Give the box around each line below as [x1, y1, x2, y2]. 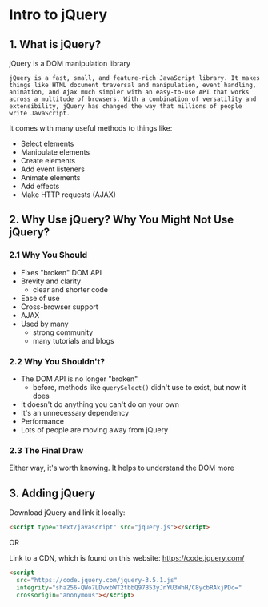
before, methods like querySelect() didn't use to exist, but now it [32, 382, 246, 392]
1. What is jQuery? [9, 38, 102, 51]
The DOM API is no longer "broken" [20, 374, 138, 384]
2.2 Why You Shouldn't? [9, 356, 106, 367]
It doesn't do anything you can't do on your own [20, 399, 179, 409]
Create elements [20, 156, 76, 165]
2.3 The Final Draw [9, 444, 84, 456]
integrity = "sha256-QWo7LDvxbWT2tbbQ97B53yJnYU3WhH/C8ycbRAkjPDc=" [16, 583, 242, 592]
